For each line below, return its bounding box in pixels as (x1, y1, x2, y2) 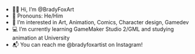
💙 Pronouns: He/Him (12, 12, 64, 19)
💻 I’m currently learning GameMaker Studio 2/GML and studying (12, 25, 174, 33)
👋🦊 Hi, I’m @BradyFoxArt (12, 6, 74, 13)
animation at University (12, 34, 70, 41)
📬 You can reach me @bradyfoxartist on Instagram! (12, 41, 143, 48)
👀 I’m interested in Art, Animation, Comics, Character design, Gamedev (12, 19, 189, 25)
